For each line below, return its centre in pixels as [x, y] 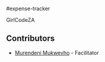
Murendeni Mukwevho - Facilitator [57, 53]
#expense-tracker [28, 9]
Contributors [31, 39]
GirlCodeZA [20, 20]
